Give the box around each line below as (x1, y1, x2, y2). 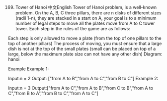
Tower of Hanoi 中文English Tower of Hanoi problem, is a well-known (15, 4, 157, 10)
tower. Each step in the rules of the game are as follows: (15, 26, 131, 31)
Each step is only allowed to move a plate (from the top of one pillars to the (8, 35, 162, 41)
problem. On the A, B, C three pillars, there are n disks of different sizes (15, 10, 162, 16)
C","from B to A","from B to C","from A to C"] (8, 91, 98, 96)
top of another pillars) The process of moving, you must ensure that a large (8, 41, 162, 46)
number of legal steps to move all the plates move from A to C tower (15, 20, 156, 26)
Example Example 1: (8, 66, 49, 72)
